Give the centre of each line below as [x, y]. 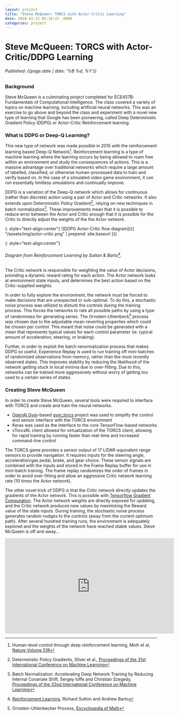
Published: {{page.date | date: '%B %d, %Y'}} [51, 71]
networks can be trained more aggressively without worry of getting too [76, 372]
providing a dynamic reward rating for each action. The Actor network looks [80, 275]
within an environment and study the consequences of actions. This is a [76, 162]
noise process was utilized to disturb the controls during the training [73, 305]
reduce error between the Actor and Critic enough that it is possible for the [79, 214]
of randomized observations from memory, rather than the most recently [77, 357]
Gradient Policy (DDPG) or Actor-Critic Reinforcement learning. [68, 123]
